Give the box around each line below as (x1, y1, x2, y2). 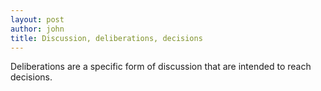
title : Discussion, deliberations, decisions (10, 33, 203, 43)
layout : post (10, 14, 65, 25)
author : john (10, 24, 65, 34)
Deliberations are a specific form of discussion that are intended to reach (10, 61, 312, 73)
